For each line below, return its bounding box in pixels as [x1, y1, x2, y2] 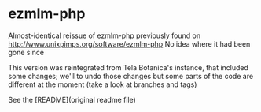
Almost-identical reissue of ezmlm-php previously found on [8, 31, 201, 40]
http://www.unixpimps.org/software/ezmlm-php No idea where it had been [8, 39, 251, 48]
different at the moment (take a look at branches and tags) [8, 80, 197, 89]
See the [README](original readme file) [8, 95, 136, 104]
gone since [8, 47, 45, 57]
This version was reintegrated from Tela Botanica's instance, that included [8, 62, 249, 72]
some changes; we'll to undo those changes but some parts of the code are [8, 71, 254, 80]
